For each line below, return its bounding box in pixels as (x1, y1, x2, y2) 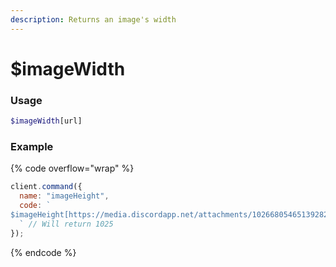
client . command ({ (10, 182, 83, 192)
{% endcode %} (10, 246, 77, 258)
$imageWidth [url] (10, 116, 83, 126)
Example (10, 139, 54, 153)
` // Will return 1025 (19, 219, 114, 229)
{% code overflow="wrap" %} (10, 162, 135, 175)
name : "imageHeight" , (19, 191, 110, 201)
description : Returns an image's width (10, 14, 177, 25)
